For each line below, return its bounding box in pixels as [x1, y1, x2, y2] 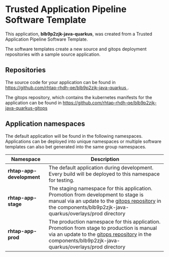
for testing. [48, 177, 74, 184]
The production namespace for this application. [48, 218, 161, 225]
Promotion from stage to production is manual [48, 224, 157, 231]
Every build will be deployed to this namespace [48, 170, 160, 177]
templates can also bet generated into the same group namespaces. [5, 143, 147, 149]
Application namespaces [5, 120, 86, 128]
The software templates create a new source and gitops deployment [5, 46, 147, 52]
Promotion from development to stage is [48, 191, 144, 198]
